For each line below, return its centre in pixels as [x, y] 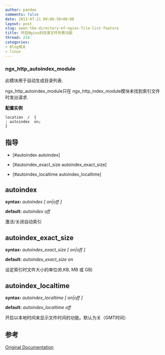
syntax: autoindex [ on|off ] [34, 202]
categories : [17, 42]
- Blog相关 [16, 47]
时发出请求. [17, 97]
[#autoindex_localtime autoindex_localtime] [57, 174]
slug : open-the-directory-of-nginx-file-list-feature [62, 28]
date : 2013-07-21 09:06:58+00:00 [40, 19]
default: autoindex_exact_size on [39, 259]
